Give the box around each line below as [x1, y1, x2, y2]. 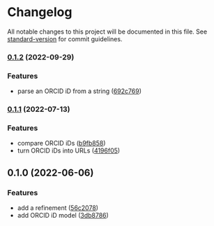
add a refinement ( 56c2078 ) [17, 204, 99, 212]
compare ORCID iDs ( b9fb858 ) [17, 139, 106, 148]
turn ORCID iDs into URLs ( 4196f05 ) [17, 146, 121, 155]
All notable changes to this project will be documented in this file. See [7, 27, 208, 36]
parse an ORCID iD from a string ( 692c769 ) [17, 87, 142, 95]
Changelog [7, 4, 72, 20]
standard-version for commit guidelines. [7, 34, 123, 43]
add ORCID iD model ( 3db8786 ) [17, 211, 109, 220]
